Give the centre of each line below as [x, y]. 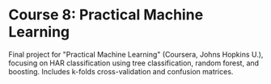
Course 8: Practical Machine [106, 15]
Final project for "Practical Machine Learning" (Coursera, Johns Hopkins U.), [136, 54]
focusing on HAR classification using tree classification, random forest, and [134, 63]
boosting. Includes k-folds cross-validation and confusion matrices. [121, 71]
